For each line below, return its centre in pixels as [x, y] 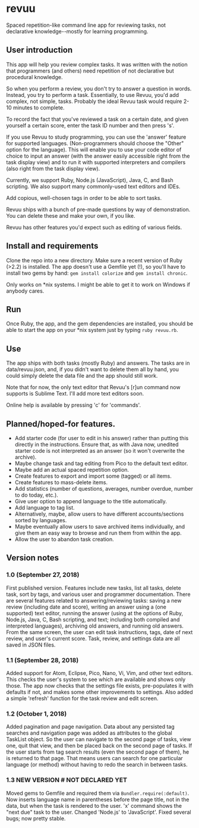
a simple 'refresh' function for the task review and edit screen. [82, 698]
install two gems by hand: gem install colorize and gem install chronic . [97, 273]
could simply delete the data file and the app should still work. [82, 376]
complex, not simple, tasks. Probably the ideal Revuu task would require [94, 101]
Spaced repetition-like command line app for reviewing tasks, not [86, 25]
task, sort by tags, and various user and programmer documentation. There [99, 594]
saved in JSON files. [31, 645]
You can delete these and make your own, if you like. [71, 215]
